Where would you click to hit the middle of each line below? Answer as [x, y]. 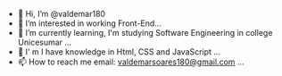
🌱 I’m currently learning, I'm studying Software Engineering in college [145, 33]
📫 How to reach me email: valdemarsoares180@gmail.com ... [131, 62]
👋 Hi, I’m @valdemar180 [61, 14]
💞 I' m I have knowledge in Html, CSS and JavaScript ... [119, 52]
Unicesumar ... [45, 42]
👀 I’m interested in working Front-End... [90, 23]
